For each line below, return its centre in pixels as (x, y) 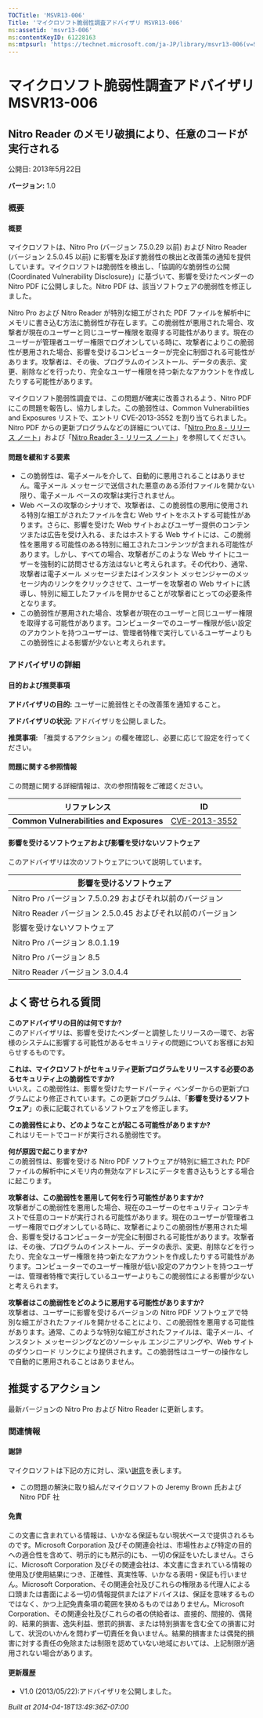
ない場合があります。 (63, 1653)
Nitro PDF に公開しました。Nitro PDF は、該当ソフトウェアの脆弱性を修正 (127, 287)
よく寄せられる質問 (54, 1002)
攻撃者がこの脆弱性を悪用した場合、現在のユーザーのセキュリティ (114, 1207)
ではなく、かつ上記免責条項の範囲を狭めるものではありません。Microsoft (126, 1603)
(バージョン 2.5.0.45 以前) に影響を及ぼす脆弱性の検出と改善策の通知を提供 (130, 257)
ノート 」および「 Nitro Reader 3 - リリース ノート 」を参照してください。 (133, 437)
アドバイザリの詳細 (44, 665)
